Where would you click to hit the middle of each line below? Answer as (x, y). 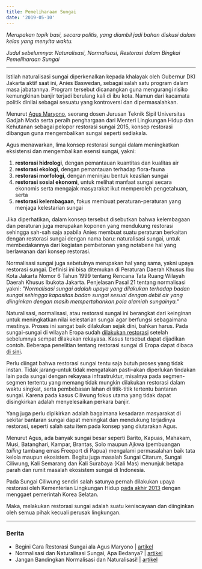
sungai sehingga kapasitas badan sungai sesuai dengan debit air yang (95, 295)
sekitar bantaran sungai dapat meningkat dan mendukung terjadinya (91, 420)
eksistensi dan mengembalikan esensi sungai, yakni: (71, 151)
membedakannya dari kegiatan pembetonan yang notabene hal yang (91, 245)
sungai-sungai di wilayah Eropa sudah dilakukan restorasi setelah (87, 332)
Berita (15, 533)
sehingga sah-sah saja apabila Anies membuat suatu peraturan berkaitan (97, 232)
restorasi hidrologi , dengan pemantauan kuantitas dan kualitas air (97, 163)
